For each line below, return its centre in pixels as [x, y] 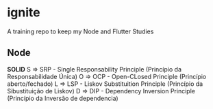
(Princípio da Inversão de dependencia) [63, 98]
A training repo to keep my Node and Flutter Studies [80, 31]
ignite [24, 13]
